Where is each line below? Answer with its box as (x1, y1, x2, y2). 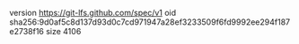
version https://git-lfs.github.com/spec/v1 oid (9, 8, 177, 18)
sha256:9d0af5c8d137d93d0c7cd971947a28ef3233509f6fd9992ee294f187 (9, 17, 290, 27)
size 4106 (46, 26, 82, 36)
